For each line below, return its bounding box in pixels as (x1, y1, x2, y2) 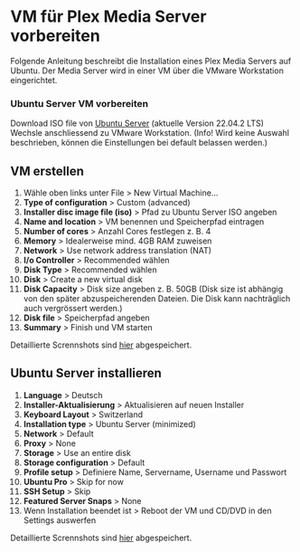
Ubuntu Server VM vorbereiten (10, 97, 148, 109)
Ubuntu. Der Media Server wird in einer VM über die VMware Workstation (10, 65, 284, 76)
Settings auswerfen (23, 514, 97, 526)
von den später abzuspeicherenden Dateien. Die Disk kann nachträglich (23, 293, 291, 304)
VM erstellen (10, 163, 84, 178)
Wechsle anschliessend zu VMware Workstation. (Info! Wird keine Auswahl (10, 128, 290, 138)
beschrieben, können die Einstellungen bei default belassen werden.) (10, 138, 268, 148)
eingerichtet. (10, 74, 58, 85)
